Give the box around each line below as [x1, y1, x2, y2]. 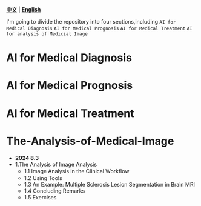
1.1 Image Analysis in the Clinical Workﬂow [24, 167, 130, 174]
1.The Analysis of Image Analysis [15, 161, 97, 168]
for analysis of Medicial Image [6, 31, 88, 37]
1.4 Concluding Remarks [24, 187, 85, 194]
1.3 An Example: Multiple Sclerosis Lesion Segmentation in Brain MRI [24, 181, 196, 188]
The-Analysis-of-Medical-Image [6, 134, 174, 148]
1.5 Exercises [24, 193, 57, 201]
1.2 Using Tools [24, 174, 62, 181]
